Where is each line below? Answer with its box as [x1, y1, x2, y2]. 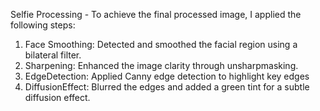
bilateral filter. [24, 49, 82, 61]
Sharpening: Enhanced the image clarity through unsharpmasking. [24, 60, 299, 71]
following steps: [10, 19, 76, 31]
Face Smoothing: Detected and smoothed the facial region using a [24, 39, 298, 50]
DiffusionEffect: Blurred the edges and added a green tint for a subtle [24, 81, 310, 93]
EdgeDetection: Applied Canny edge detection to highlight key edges [24, 70, 310, 82]
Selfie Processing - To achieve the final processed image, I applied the [10, 9, 302, 20]
